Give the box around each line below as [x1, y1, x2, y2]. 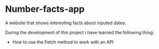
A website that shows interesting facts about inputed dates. [5, 20, 126, 26]
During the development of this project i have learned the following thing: [5, 29, 155, 35]
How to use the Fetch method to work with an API [12, 39, 114, 45]
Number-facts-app [5, 3, 85, 15]
